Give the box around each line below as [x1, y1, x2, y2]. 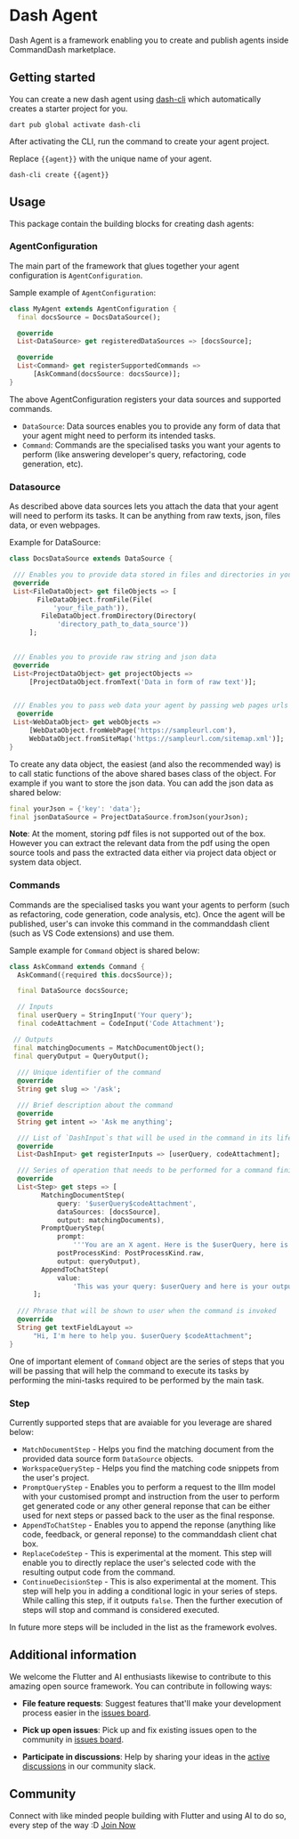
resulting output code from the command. [21, 1567, 176, 1577]
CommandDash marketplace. [9, 44, 117, 54]
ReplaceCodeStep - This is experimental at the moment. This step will [21, 1547, 272, 1558]
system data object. [9, 857, 82, 867]
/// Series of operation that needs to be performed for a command [17, 1166, 273, 1175]
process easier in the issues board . [21, 1707, 151, 1718]
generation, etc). [21, 458, 84, 469]
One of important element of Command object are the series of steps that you [9, 1356, 285, 1367]
